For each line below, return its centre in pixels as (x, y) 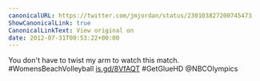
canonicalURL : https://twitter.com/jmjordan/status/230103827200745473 (130, 15)
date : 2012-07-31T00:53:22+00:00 (64, 38)
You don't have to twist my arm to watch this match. (94, 60)
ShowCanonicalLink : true (50, 23)
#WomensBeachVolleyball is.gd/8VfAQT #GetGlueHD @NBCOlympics (123, 69)
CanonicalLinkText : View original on (71, 30)
